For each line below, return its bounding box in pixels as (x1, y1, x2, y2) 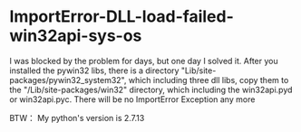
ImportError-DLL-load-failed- (9, 6, 234, 27)
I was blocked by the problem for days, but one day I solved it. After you (9, 55, 278, 66)
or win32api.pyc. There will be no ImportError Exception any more (9, 93, 256, 105)
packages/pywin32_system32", (9, 74, 127, 85)
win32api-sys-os (9, 25, 142, 46)
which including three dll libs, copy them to (128, 74, 289, 85)
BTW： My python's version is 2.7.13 (9, 112, 145, 123)
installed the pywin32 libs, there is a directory (9, 65, 180, 76)
